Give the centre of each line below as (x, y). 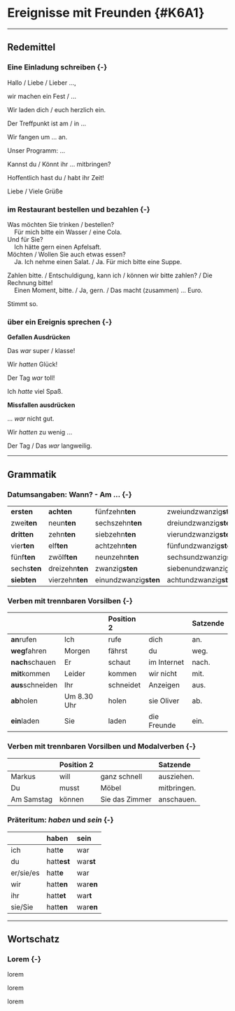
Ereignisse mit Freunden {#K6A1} (106, 13)
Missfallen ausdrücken (41, 405)
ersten (22, 511)
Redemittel (31, 47)
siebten (24, 579)
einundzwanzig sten (128, 579)
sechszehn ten (118, 523)
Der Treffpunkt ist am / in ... (47, 123)
